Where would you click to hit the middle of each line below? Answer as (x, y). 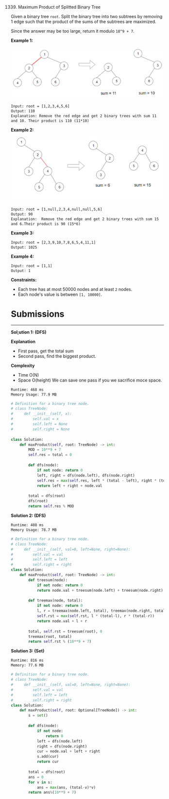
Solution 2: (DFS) (28, 515)
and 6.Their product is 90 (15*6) (46, 224)
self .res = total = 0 (50, 455)
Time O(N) (28, 375)
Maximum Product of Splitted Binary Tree (59, 7)
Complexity (23, 365)
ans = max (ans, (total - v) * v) (66, 787)
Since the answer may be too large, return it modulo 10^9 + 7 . (73, 31)
